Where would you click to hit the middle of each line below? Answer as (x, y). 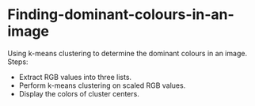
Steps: (18, 62)
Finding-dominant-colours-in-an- (121, 15)
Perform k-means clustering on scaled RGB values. (102, 85)
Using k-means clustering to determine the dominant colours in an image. (127, 53)
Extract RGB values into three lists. (75, 77)
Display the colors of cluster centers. (79, 93)
